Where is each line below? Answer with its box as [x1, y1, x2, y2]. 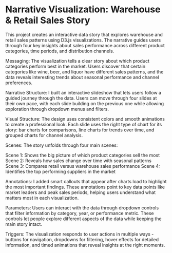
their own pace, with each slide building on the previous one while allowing [5, 100, 164, 106]
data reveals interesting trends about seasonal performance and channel [5, 74, 159, 80]
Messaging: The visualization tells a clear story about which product [5, 57, 150, 64]
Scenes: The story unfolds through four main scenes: [5, 142, 118, 148]
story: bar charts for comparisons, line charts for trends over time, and [5, 127, 155, 133]
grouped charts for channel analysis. [5, 132, 83, 138]
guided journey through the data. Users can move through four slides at [5, 95, 157, 101]
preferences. [5, 80, 32, 86]
